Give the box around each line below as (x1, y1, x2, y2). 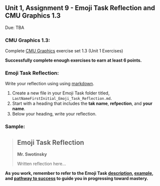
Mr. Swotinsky (17, 151, 47, 157)
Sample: (5, 123, 25, 130)
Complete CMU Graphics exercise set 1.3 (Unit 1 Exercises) (5, 48, 123, 54)
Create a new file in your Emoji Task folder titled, (12, 90, 110, 96)
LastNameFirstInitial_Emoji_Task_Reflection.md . (12, 95, 112, 101)
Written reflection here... (17, 161, 66, 167)
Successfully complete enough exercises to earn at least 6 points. (5, 57, 142, 63)
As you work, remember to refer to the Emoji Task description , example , (5, 170, 154, 176)
